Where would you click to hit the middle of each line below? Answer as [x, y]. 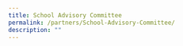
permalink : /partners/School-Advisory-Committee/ [92, 23]
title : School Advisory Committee [65, 15]
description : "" [35, 30]
